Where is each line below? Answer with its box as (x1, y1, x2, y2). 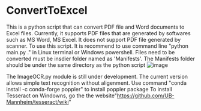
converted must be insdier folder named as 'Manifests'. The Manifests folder (6, 55, 195, 62)
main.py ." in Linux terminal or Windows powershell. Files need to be (6, 48, 175, 55)
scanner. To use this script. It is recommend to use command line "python (6, 42, 189, 50)
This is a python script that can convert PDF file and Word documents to (6, 23, 185, 30)
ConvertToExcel (6, 4, 88, 17)
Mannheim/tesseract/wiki (6, 98, 69, 105)
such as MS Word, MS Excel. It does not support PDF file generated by (6, 36, 181, 43)
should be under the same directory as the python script (6, 61, 146, 69)
